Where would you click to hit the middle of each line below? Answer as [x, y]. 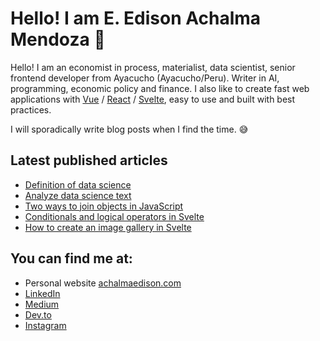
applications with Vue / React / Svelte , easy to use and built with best [153, 99]
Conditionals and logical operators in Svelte [114, 216]
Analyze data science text [78, 195]
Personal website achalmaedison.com [103, 283]
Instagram [45, 325]
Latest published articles [89, 160]
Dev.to [38, 314]
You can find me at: [71, 258]
